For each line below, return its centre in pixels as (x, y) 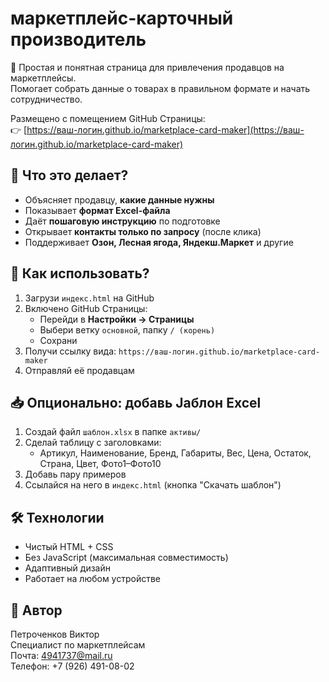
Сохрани (58, 340)
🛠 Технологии (57, 517)
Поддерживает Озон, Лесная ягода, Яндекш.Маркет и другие (159, 242)
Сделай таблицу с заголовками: (93, 443)
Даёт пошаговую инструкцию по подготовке (122, 221)
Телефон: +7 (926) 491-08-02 (72, 666)
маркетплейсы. (43, 78)
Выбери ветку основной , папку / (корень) (127, 329)
